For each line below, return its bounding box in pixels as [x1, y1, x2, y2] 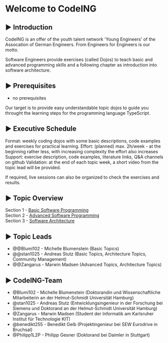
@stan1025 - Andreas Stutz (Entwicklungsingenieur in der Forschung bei [12, 300, 163, 306]
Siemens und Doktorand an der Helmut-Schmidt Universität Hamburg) [12, 305, 157, 311]
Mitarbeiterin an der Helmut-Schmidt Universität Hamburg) [12, 295, 134, 301]
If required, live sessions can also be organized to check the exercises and [5, 174, 159, 180]
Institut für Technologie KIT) [12, 316, 71, 322]
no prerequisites [12, 95, 47, 101]
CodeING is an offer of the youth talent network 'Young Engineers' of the [5, 36, 156, 42]
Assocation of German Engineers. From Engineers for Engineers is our [5, 42, 150, 48]
